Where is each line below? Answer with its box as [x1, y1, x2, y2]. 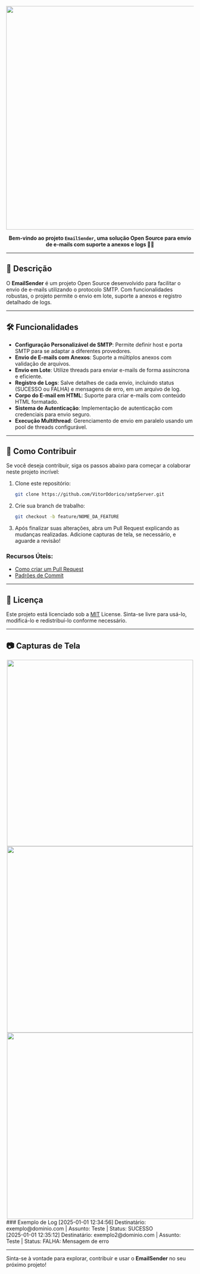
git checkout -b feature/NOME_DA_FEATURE [14, 514, 120, 520]
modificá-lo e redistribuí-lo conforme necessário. [6, 617, 127, 624]
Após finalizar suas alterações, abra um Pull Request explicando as [14, 525, 180, 532]
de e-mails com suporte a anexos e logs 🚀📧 [45, 241, 155, 248]
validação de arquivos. [14, 360, 71, 367]
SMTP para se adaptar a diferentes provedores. [14, 347, 132, 354]
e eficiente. [14, 373, 43, 380]
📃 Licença [6, 595, 43, 605]
